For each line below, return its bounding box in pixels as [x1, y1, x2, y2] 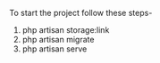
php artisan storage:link [21, 25, 110, 35]
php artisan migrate [21, 35, 95, 44]
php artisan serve [21, 43, 88, 54]
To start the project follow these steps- [9, 8, 153, 18]
